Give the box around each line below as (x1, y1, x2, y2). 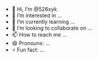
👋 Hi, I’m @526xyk (11, 6, 58, 12)
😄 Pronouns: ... (11, 40, 50, 47)
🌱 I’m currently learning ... (11, 18, 75, 25)
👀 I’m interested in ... (11, 12, 62, 19)
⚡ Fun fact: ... (11, 46, 45, 53)
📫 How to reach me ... (11, 31, 67, 38)
